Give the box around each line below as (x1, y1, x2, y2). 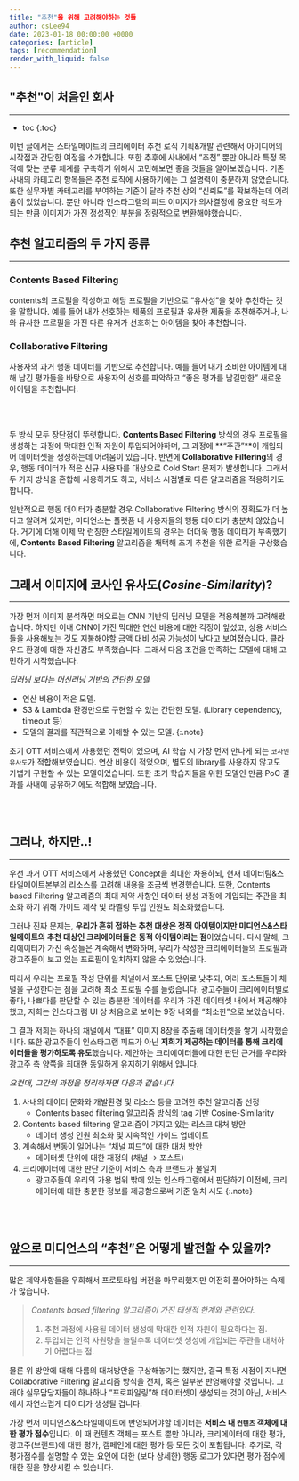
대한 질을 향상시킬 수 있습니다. (9, 1461, 114, 1472)
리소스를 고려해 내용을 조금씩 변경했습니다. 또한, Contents (68, 879, 271, 889)
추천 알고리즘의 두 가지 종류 (9, 236, 149, 251)
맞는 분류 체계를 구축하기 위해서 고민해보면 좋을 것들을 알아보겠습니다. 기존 (25, 162, 285, 174)
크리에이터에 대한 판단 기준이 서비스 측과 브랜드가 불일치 (21, 1163, 218, 1174)
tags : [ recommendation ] (9, 46, 98, 55)
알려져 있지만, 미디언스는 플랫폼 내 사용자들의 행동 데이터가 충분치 (25, 515, 254, 526)
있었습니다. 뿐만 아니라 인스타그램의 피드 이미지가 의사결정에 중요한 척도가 (25, 196, 283, 207)
